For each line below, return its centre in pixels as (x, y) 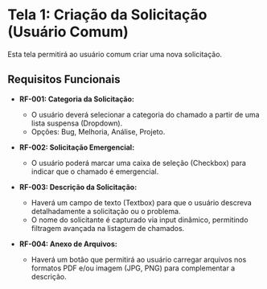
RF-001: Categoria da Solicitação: (76, 99)
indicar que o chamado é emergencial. (95, 171)
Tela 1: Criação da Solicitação (107, 15)
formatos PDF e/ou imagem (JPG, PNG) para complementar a (133, 268)
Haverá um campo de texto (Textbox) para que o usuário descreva (142, 202)
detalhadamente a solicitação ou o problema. (106, 211)
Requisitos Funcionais (64, 79)
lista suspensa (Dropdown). (77, 123)
